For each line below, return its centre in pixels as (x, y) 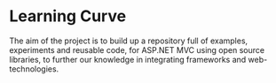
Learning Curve (68, 16)
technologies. (34, 69)
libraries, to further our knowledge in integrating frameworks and (128, 59)
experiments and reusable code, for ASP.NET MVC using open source (137, 49)
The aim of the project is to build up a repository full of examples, (129, 41)
